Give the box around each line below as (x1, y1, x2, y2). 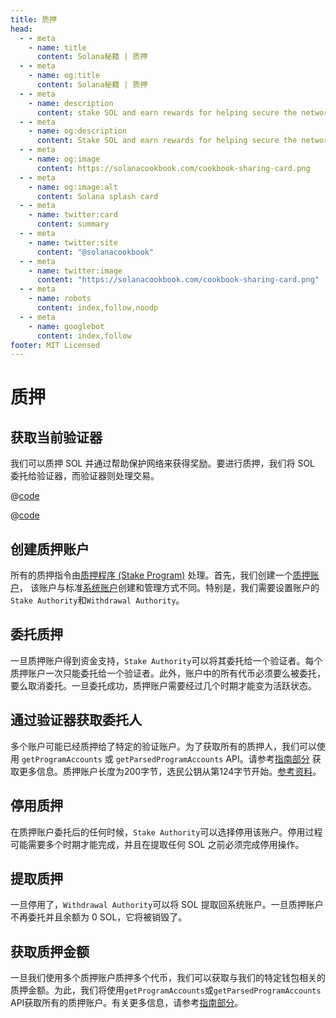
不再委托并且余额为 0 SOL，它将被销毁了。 (10, 911, 188, 923)
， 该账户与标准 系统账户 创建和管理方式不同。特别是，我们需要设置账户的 (19, 582, 320, 594)
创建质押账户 (10, 541, 90, 558)
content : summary (36, 219, 110, 230)
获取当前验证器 (10, 429, 103, 446)
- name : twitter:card (28, 210, 118, 220)
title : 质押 (10, 14, 57, 25)
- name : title (28, 42, 87, 53)
